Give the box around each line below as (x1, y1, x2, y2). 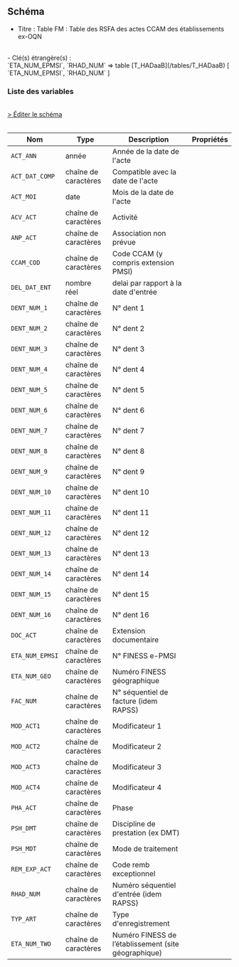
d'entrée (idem (112, 889, 162, 899)
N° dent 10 (112, 487, 149, 497)
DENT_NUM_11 (11, 509, 52, 517)
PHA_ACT (11, 804, 37, 812)
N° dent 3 (112, 344, 145, 354)
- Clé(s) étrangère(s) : (7, 53, 72, 62)
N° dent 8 (112, 446, 145, 456)
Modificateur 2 (112, 741, 162, 751)
